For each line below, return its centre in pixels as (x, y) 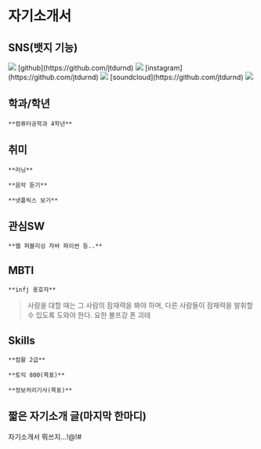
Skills (22, 340)
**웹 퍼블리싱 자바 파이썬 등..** (55, 246)
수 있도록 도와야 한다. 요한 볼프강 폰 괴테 (89, 316)
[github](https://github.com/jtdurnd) (76, 68)
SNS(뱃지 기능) (43, 47)
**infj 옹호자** (32, 290)
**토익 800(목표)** (36, 375)
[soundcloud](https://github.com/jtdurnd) (177, 77)
